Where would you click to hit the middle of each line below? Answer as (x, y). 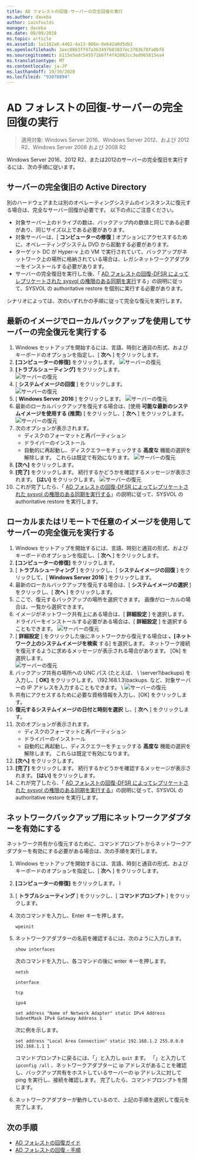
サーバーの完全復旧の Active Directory (77, 187)
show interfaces (35, 949)
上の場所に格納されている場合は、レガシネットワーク (105, 259)
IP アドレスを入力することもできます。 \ (75, 687)
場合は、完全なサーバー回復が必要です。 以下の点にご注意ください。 (94, 210)
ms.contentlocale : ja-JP (37, 66)
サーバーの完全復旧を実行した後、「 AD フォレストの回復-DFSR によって (102, 273)
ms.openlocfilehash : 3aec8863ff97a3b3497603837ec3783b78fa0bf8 (86, 50)
